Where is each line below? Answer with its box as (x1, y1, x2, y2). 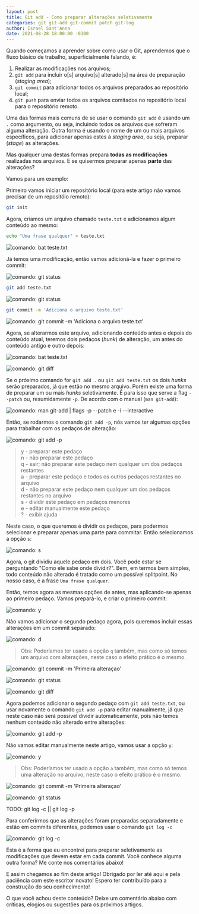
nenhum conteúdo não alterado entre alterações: (6, 718, 126, 726)
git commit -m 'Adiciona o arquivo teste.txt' (6, 307, 124, 313)
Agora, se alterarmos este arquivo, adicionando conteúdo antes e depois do (6, 329, 192, 336)
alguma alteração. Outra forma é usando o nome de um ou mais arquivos (6, 127, 185, 134)
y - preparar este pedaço (20, 447, 83, 455)
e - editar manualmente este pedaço (20, 505, 110, 512)
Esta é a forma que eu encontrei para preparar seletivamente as (6, 846, 162, 853)
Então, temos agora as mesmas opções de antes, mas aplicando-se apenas (6, 588, 192, 595)
